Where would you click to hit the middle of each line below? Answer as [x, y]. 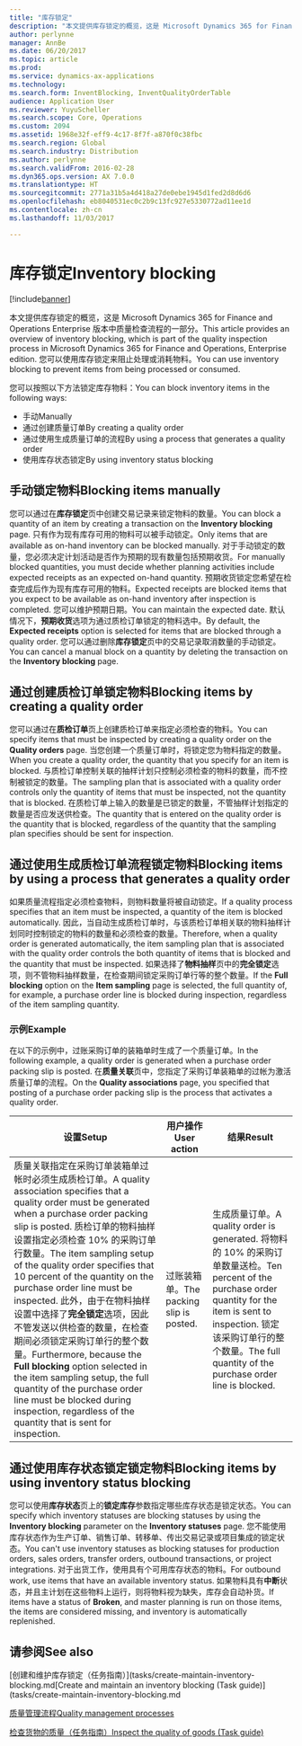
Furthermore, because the [87, 1355]
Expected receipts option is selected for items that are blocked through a [145, 631]
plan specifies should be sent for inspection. [91, 834]
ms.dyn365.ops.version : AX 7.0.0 [72, 176]
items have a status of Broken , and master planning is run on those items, [146, 1602]
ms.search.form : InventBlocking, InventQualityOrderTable [120, 93]
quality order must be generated [82, 1202]
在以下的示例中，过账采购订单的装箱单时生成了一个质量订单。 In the [134, 1050]
